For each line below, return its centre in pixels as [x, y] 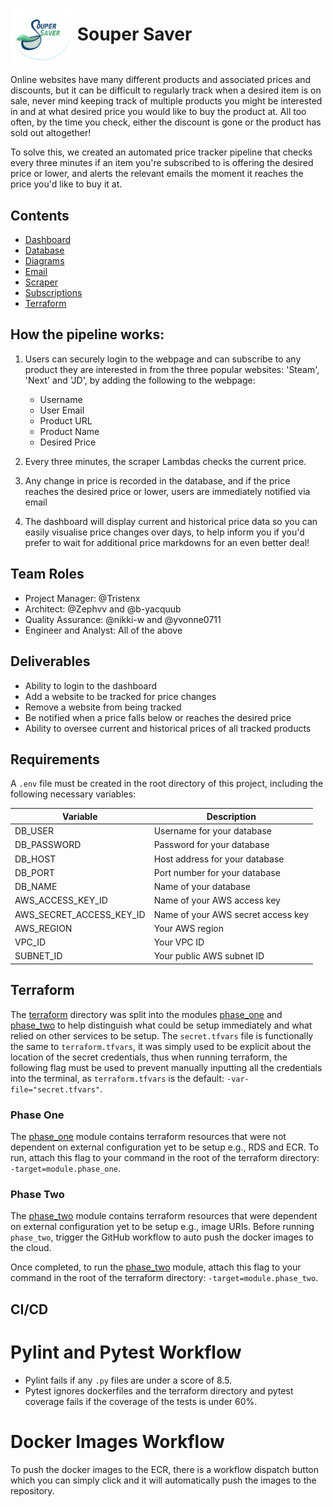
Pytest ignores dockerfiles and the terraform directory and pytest [159, 1390]
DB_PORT [34, 872]
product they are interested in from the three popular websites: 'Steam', [172, 369]
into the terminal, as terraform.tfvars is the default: [117, 1078]
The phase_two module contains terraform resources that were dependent [164, 1216]
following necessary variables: [73, 794]
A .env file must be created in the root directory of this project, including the [167, 784]
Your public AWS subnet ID [209, 956]
